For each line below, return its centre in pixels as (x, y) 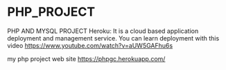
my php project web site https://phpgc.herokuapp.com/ (86, 58)
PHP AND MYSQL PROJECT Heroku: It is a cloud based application (103, 31)
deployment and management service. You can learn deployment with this (113, 38)
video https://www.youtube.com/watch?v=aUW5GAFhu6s (90, 45)
